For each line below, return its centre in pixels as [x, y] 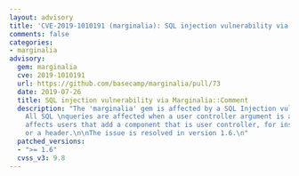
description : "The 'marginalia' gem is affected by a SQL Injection [147, 108]
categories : [31, 42]
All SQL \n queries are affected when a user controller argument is [155, 116]
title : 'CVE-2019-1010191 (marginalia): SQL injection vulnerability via [149, 26]
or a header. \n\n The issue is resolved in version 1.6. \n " [137, 133]
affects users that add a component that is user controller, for [151, 125]
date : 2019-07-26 [49, 92]
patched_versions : [52, 141]
